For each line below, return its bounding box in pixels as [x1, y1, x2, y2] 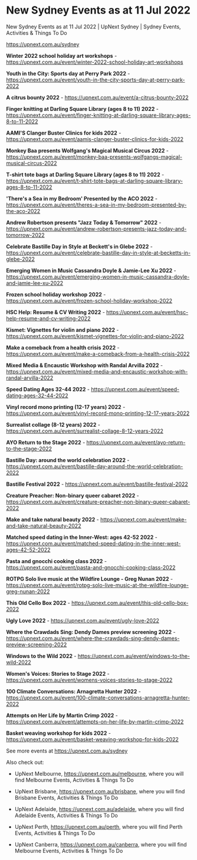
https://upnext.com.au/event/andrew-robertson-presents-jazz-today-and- [6, 225, 187, 232]
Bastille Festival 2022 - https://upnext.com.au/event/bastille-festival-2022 [6, 480, 189, 488]
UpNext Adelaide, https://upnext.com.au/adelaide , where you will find [14, 805, 184, 812]
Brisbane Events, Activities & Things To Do [14, 794, 119, 801]
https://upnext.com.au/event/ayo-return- [86, 439, 186, 446]
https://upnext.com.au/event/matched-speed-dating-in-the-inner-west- [6, 539, 181, 547]
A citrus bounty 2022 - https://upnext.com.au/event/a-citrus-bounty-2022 [6, 94, 189, 101]
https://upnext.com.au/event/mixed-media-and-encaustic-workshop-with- [6, 368, 188, 375]
